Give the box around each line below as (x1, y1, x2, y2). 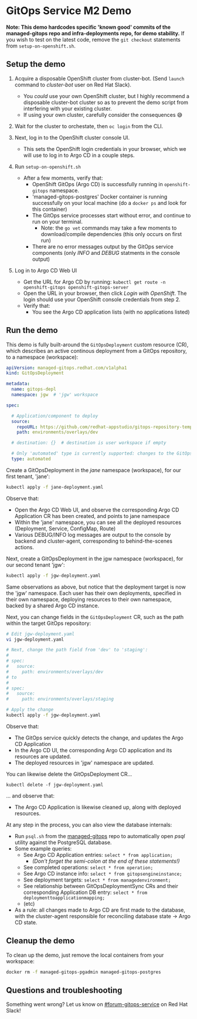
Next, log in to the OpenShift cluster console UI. (14, 134, 130, 141)
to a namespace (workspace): (6, 354, 79, 361)
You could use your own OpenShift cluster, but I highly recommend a (23, 92, 189, 99)
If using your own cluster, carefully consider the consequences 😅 (23, 111, 183, 118)
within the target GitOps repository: (6, 620, 91, 627)
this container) (32, 206, 67, 213)
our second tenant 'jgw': (6, 561, 65, 568)
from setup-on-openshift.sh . (6, 42, 76, 49)
